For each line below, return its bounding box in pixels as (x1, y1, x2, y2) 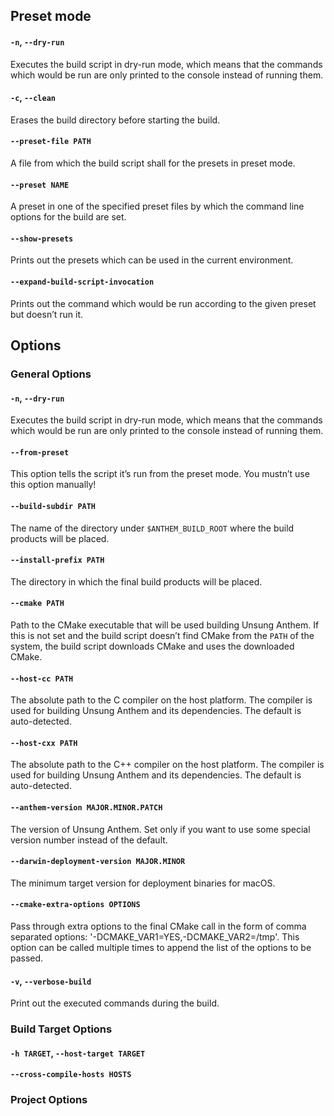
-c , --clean (10, 92, 57, 104)
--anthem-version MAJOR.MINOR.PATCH (10, 802, 163, 813)
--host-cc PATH (10, 674, 74, 684)
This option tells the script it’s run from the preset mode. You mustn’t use (10, 468, 310, 480)
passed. (10, 952, 44, 964)
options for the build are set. (10, 211, 127, 223)
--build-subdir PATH (10, 501, 97, 511)
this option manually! (10, 479, 97, 491)
